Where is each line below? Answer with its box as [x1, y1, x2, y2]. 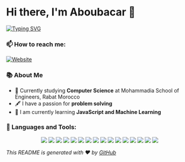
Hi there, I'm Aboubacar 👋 [6, 5, 136, 19]
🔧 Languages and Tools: [6, 123, 77, 131]
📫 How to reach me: [6, 40, 66, 48]
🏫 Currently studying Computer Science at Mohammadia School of [14, 87, 180, 94]
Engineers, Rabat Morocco [14, 93, 80, 100]
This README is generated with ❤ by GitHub [6, 148, 117, 156]
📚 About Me [6, 71, 43, 80]
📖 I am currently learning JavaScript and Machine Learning [14, 108, 161, 115]
